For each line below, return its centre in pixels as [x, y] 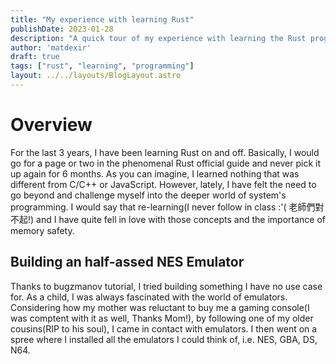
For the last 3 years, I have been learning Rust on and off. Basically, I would [165, 152]
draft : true [35, 57]
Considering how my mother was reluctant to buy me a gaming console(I [160, 307]
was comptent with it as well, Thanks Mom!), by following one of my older [162, 318]
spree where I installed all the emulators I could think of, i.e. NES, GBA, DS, [164, 339]
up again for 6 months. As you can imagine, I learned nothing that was [155, 173]
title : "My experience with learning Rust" [102, 19]
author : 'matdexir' [51, 47]
